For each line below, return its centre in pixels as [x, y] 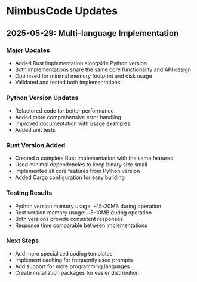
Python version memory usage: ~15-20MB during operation [88, 206]
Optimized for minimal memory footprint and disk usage [83, 75]
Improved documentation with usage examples [72, 123]
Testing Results [29, 193]
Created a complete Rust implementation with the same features [94, 158]
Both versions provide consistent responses [69, 219]
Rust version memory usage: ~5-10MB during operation [83, 212]
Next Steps [23, 241]
